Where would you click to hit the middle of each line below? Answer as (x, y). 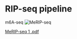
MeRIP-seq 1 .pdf (22, 31)
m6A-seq (14, 22)
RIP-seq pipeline (38, 9)
